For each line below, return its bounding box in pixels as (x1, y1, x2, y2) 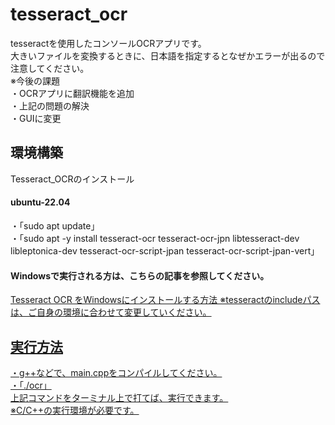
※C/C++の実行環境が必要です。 (10, 404, 140, 416)
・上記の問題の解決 (10, 99, 90, 112)
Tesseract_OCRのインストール (10, 173, 135, 185)
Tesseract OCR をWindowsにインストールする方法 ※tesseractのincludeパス (10, 294, 321, 306)
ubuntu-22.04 (10, 196, 71, 208)
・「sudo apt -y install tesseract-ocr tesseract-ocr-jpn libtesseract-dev (10, 232, 300, 244)
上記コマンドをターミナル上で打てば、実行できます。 (10, 391, 229, 403)
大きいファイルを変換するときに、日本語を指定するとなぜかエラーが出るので (10, 49, 326, 62)
